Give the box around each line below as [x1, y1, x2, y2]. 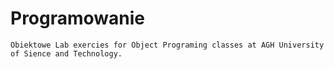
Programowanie [10, 7, 146, 30]
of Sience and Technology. [10, 48, 123, 59]
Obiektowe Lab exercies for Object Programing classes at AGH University [10, 40, 325, 50]
